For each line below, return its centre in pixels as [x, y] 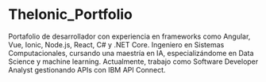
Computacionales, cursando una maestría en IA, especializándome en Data [131, 53]
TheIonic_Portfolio [71, 15]
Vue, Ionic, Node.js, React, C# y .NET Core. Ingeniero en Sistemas [116, 44]
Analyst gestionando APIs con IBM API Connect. [87, 69]
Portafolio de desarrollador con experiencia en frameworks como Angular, [129, 36]
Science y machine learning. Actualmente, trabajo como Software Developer [133, 61]
